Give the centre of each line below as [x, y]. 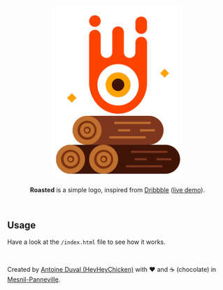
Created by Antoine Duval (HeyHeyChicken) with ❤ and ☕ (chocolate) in [112, 270]
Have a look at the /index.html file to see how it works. [86, 242]
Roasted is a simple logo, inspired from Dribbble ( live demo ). [117, 189]
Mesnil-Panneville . [34, 280]
